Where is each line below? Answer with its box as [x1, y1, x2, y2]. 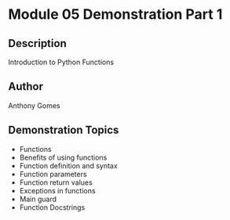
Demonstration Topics [8, 124, 119, 137]
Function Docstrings [19, 202, 86, 212]
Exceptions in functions [19, 186, 96, 195]
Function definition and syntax [19, 160, 118, 170]
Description [8, 37, 67, 50]
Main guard [19, 194, 57, 204]
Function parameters [19, 169, 88, 179]
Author [8, 80, 43, 93]
